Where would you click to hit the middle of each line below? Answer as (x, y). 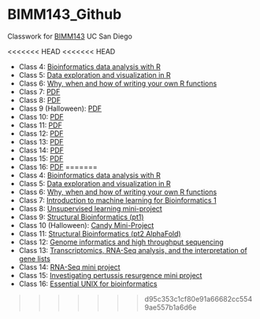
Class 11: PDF (40, 125)
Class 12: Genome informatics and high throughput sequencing (121, 242)
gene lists (34, 258)
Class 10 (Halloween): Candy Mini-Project (86, 225)
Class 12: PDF (41, 133)
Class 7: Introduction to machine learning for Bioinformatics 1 (118, 200)
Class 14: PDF (41, 150)
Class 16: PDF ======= (58, 167)
